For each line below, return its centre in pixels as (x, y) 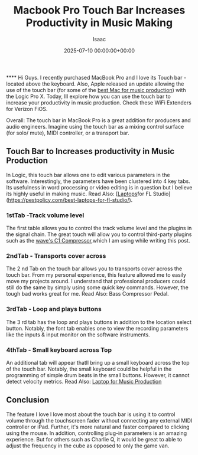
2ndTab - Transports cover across (56, 256)
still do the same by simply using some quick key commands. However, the (98, 287)
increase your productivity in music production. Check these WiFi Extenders (99, 102)
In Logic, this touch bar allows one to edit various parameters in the (88, 175)
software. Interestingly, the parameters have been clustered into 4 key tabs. (98, 181)
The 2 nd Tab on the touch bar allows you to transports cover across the (94, 269)
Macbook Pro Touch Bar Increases (99, 10)
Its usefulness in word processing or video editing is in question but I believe (99, 187)
